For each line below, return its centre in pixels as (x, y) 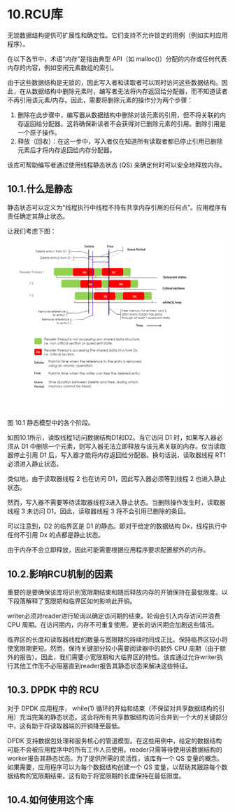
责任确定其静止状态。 (38, 216)
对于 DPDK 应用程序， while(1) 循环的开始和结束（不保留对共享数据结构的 (113, 708)
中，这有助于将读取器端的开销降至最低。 (65, 726)
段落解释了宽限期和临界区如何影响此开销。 (74, 601)
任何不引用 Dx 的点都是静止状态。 (56, 535)
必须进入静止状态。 (35, 464)
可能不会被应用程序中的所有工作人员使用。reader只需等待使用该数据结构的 (115, 749)
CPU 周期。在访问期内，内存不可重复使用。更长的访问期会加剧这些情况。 (113, 624)
